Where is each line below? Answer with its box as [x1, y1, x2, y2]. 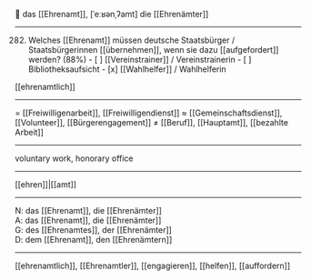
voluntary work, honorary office [15, 153, 135, 164]
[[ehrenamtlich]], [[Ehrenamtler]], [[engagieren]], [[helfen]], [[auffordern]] [15, 260, 291, 271]
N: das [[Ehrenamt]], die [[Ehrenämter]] [15, 205, 163, 215]
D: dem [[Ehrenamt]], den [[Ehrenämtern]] [15, 235, 173, 245]
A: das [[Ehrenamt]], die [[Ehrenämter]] [15, 215, 162, 225]
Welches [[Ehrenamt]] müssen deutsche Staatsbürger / [27, 35, 236, 45]
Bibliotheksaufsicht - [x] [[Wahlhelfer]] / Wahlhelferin [27, 64, 226, 75]
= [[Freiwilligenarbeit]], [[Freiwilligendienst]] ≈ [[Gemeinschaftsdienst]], [15, 107, 283, 118]
